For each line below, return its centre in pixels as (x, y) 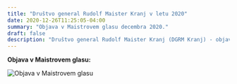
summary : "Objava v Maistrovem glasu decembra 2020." (88, 27)
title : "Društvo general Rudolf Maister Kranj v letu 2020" (98, 14)
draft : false (26, 33)
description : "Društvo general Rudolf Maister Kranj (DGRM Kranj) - (110, 40)
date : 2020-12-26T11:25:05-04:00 (56, 20)
